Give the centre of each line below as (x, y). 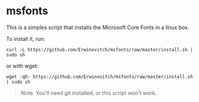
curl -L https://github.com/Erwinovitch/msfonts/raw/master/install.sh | (100, 50)
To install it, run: (26, 39)
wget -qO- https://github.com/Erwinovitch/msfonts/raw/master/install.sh (100, 76)
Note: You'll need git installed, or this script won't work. (88, 93)
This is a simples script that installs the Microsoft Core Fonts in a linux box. (98, 27)
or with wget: (22, 66)
